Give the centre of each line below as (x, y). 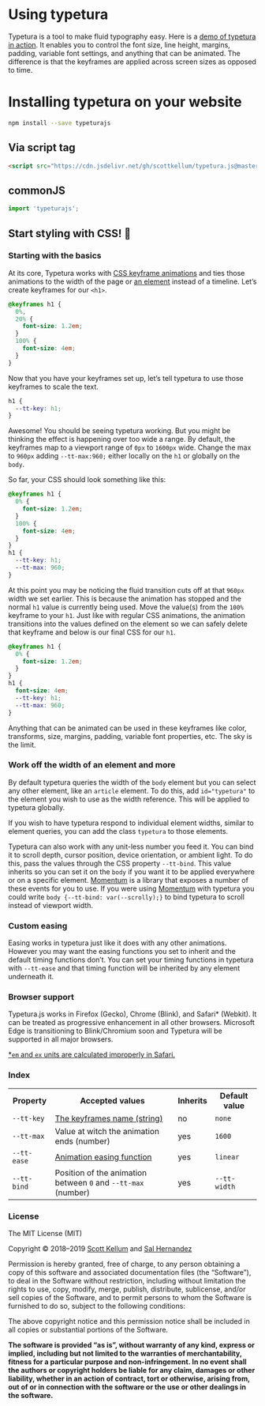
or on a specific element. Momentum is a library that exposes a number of (128, 880)
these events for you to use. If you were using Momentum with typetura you (131, 888)
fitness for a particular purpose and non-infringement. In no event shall (127, 1362)
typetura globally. (37, 807)
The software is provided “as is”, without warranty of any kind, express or (131, 1345)
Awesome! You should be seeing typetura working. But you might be (119, 431)
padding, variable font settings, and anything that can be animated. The (124, 53)
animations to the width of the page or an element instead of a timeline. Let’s (132, 281)
